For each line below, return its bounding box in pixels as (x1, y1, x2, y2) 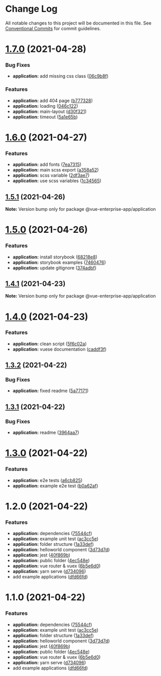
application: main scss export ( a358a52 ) (12, 167, 99, 173)
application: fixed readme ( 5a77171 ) (12, 388, 89, 394)
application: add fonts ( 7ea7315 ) (12, 161, 82, 167)
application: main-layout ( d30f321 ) (12, 108, 87, 114)
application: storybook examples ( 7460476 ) (12, 259, 106, 265)
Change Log (5, 3, 58, 15)
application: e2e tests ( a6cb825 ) (12, 477, 83, 483)
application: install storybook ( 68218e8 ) (12, 254, 98, 260)
